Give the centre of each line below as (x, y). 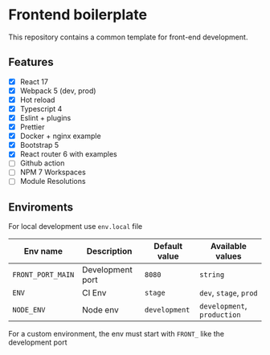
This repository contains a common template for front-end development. (128, 37)
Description (109, 251)
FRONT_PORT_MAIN (43, 275)
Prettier (32, 127)
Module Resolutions (53, 182)
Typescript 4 (41, 108)
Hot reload (37, 100)
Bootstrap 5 (39, 145)
